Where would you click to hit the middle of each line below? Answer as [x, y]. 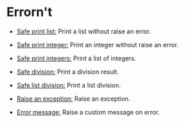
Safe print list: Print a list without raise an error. [83, 31]
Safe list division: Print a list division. [69, 85]
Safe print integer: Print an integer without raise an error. [97, 44]
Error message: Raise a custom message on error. [88, 112]
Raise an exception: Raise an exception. [73, 99]
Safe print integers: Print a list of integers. [76, 58]
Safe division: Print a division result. [68, 72]
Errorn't [30, 12]
